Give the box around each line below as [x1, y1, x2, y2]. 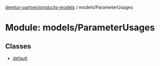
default [12, 55, 28, 61]
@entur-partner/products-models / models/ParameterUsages [5, 5, 133, 10]
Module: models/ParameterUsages [5, 22, 155, 33]
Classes [5, 42, 31, 50]
